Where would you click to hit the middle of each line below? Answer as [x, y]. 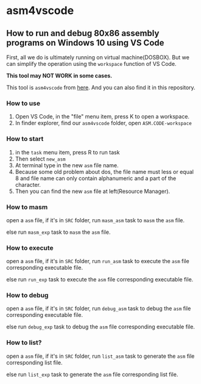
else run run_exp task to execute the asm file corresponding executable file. [100, 280]
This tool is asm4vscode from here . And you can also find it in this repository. [101, 87]
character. [28, 184]
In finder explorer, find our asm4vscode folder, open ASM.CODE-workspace [103, 123]
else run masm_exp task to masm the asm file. [58, 232]
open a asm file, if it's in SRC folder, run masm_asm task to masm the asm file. [95, 220]
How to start [25, 139]
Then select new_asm [40, 159]
